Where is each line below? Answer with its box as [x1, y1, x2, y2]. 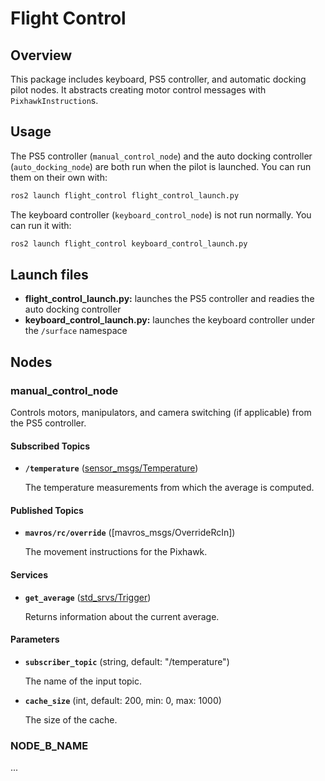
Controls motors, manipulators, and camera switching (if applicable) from [10, 407, 312, 419]
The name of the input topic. [24, 675, 143, 687]
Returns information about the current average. [24, 610, 220, 622]
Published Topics [10, 504, 84, 516]
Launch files [10, 266, 89, 283]
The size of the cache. [24, 713, 118, 726]
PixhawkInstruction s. [10, 95, 99, 106]
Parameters [10, 633, 60, 646]
